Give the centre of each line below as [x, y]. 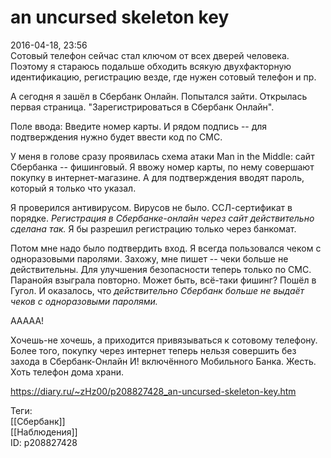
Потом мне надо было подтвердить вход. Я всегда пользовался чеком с [166, 248]
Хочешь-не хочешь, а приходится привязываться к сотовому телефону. [164, 340]
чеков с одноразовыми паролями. [84, 301]
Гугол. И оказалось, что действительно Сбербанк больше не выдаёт [157, 290]
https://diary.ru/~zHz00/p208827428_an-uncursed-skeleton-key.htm [153, 391]
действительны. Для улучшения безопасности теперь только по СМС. [161, 269]
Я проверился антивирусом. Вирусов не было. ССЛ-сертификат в [151, 207]
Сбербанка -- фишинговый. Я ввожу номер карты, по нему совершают [162, 167]
